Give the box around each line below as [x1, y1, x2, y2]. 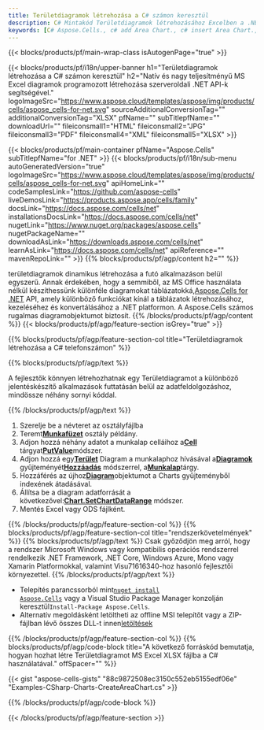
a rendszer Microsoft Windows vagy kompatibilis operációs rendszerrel [8, 545, 239, 554]
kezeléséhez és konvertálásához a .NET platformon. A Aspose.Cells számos [8, 302, 254, 312]
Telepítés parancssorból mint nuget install [19, 585, 159, 595]
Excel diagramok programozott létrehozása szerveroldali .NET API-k [8, 80, 229, 89]
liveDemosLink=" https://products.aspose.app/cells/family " [8, 195, 198, 205]
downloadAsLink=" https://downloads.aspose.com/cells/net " [8, 237, 204, 246]
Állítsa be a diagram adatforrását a [19, 487, 131, 497]
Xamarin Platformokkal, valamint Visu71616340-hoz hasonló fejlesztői [8, 561, 233, 571]
